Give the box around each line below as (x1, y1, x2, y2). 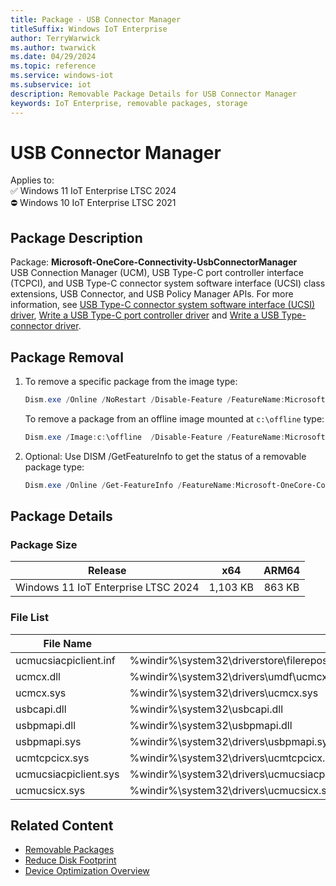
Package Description (10, 229, 143, 246)
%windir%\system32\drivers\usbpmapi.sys (129, 734, 334, 748)
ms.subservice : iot (10, 80, 92, 90)
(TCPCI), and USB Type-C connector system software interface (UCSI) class (10, 277, 326, 290)
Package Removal (10, 349, 124, 366)
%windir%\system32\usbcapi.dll (129, 702, 284, 716)
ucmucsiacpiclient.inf (15, 653, 116, 667)
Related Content (10, 817, 114, 835)
